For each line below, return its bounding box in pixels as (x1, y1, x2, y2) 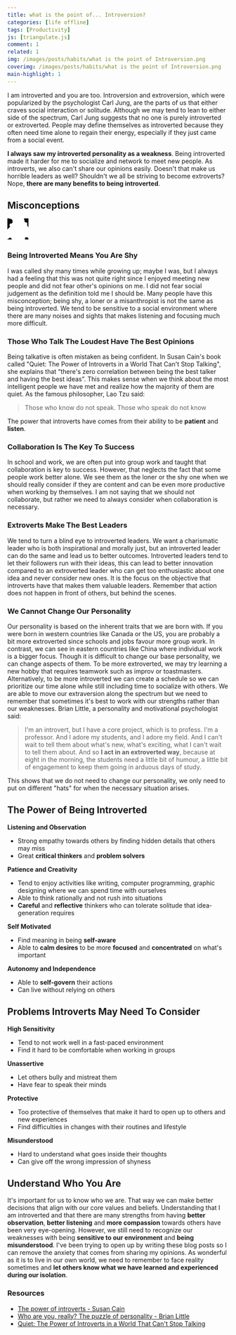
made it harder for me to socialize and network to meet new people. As (7, 157, 213, 165)
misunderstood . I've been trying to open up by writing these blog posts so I (7, 1241, 227, 1249)
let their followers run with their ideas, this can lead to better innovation (7, 559, 214, 567)
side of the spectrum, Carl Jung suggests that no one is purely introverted (7, 113, 222, 122)
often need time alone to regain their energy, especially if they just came (7, 128, 216, 136)
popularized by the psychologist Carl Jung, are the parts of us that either (7, 98, 218, 107)
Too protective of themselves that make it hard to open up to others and (17, 1107, 226, 1116)
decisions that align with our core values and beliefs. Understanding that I (7, 1204, 221, 1212)
